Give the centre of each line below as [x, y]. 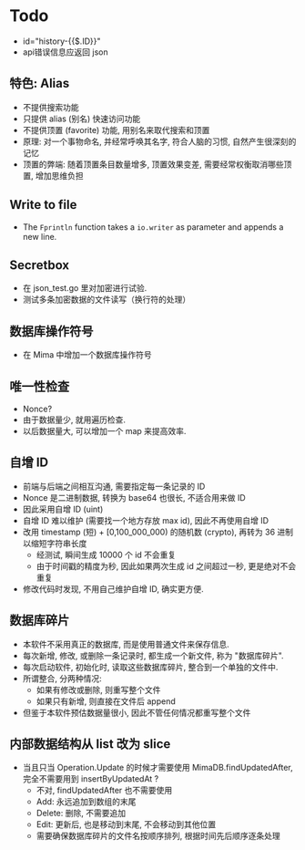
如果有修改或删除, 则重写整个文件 [98, 689]
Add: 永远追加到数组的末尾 [86, 802]
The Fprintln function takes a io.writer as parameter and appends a [153, 227]
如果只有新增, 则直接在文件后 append [106, 701]
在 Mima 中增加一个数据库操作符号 [87, 355]
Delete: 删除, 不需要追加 [81, 814]
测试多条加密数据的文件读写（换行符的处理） [107, 300]
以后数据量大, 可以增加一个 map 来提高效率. [104, 431]
